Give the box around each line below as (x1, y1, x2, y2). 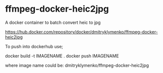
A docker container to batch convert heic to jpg (5, 19, 101, 25)
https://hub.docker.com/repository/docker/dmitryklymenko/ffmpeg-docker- (5, 29, 158, 35)
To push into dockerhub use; (5, 43, 63, 49)
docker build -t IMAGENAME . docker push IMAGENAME (5, 53, 119, 59)
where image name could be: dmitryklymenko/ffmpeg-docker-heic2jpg (5, 62, 149, 68)
